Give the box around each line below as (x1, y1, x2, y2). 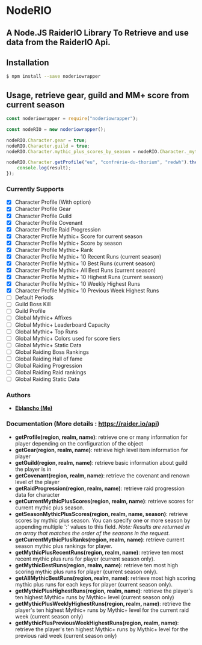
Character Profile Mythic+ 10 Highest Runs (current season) (14, 274, 164, 281)
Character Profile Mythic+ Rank (14, 246, 93, 253)
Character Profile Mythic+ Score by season (14, 239, 122, 247)
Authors (6, 391, 31, 399)
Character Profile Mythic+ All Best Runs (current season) (14, 266, 156, 274)
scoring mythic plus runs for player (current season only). (14, 568, 158, 575)
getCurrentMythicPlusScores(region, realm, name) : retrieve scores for (14, 497, 194, 505)
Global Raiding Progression (14, 362, 82, 369)
